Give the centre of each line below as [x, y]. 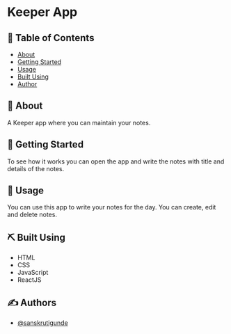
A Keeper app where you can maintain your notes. [79, 122]
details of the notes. [36, 168]
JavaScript [33, 273]
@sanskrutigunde [42, 323]
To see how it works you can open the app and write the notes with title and [116, 161]
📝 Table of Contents [51, 38]
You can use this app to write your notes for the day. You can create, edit [112, 207]
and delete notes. [32, 215]
